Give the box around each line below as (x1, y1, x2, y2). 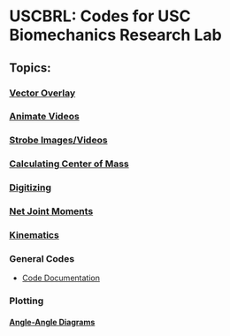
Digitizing (9, 181, 51, 194)
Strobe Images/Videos (9, 134, 108, 147)
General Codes (9, 252, 75, 264)
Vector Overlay (9, 87, 76, 99)
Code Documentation (21, 272, 100, 284)
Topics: (9, 60, 51, 75)
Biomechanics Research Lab (9, 25, 223, 45)
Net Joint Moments (9, 205, 94, 218)
